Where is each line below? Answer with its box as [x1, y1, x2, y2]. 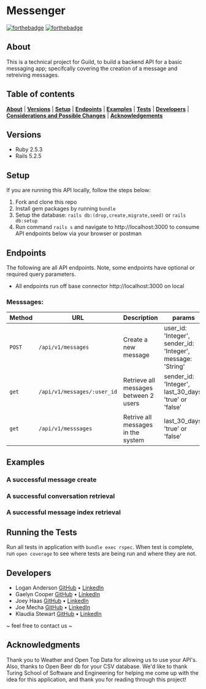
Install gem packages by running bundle [15, 205, 116, 212]
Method [9, 314, 33, 322]
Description [123, 314, 158, 322]
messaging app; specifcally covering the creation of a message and [6, 64, 178, 72]
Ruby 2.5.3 [15, 146, 43, 154]
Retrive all [123, 413, 152, 421]
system [123, 436, 145, 445]
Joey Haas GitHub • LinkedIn [15, 597, 89, 605]
